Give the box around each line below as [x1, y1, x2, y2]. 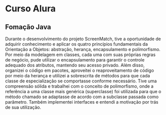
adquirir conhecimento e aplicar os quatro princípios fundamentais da [5, 41, 148, 47]
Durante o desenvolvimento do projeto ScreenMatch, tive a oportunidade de [5, 36, 161, 42]
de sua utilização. [5, 105, 41, 110]
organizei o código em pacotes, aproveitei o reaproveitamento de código [5, 67, 154, 73]
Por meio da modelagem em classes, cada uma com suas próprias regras [5, 52, 156, 57]
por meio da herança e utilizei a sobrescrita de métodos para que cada [5, 73, 150, 78]
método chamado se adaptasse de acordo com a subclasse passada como [5, 94, 159, 100]
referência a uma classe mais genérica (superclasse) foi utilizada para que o [5, 89, 162, 94]
